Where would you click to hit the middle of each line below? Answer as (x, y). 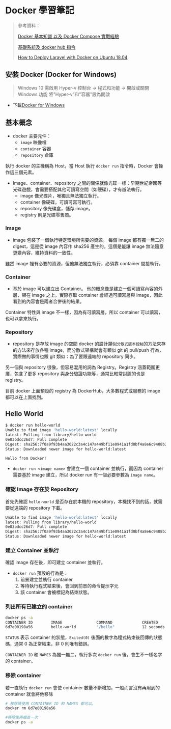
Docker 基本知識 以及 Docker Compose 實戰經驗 (68, 36)
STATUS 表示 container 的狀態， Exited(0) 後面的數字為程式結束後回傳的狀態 (84, 637)
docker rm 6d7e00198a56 (31, 708)
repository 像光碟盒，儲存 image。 (56, 208)
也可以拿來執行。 (23, 319)
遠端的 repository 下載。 (39, 508)
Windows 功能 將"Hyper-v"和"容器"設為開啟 (64, 94)
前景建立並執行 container (46, 580)
